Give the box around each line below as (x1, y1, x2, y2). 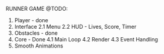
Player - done (14, 17, 49, 23)
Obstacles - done (14, 29, 58, 37)
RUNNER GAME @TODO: (5, 5, 68, 12)
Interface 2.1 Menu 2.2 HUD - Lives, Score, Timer (14, 23, 137, 30)
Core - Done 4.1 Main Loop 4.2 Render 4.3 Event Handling (14, 36, 158, 43)
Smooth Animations (14, 42, 64, 49)
